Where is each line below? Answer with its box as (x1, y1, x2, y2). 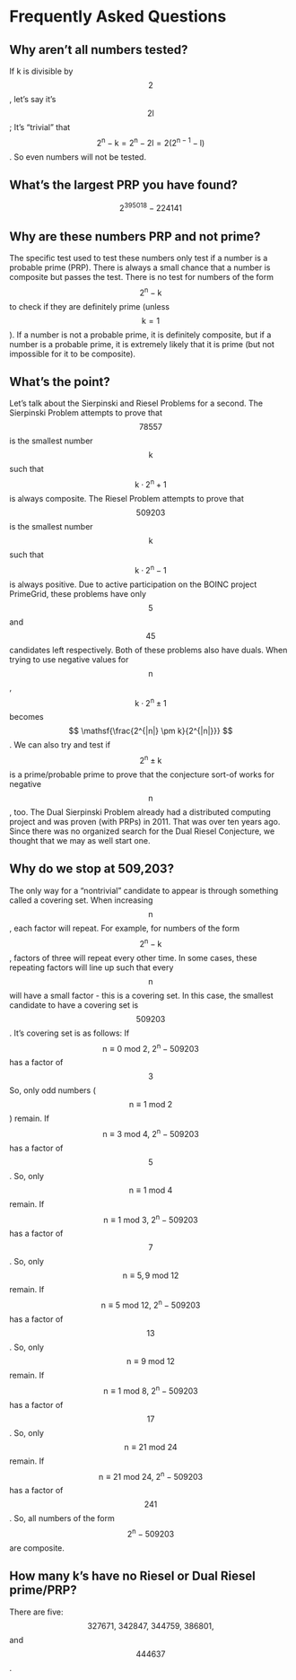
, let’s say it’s (9, 94, 57, 104)
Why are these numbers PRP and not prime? (9, 229, 261, 244)
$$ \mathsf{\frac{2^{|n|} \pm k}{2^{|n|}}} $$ (68, 725, 233, 737)
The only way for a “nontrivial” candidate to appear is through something (9, 885, 279, 896)
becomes (9, 712, 44, 722)
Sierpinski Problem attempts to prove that (9, 407, 163, 418)
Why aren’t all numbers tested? (9, 42, 188, 57)
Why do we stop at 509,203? (9, 862, 175, 877)
